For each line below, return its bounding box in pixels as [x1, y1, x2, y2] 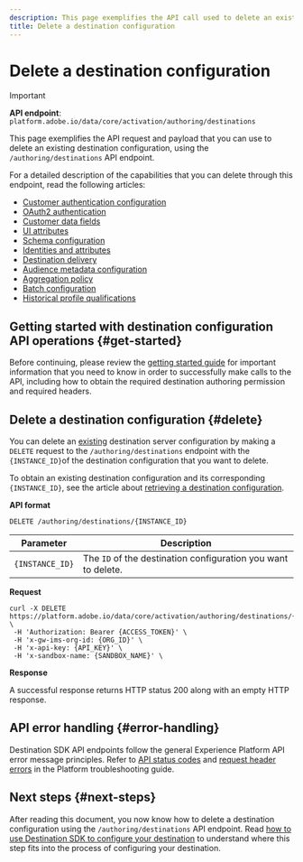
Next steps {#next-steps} [9, 790, 156, 805]
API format [9, 500, 51, 511]
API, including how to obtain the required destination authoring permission [9, 376, 286, 387]
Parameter [21, 537, 68, 550]
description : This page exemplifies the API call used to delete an [9, 13, 272, 23]
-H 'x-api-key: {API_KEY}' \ [13, 644, 124, 653]
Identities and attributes [22, 245, 111, 255]
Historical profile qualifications [22, 292, 137, 303]
